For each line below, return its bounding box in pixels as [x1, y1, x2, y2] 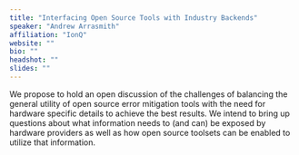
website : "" [9, 38, 55, 48]
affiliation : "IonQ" [9, 30, 88, 39]
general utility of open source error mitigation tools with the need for [9, 98, 266, 109]
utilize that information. [9, 137, 96, 148]
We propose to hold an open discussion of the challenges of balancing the [9, 88, 288, 100]
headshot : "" [9, 55, 59, 64]
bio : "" [9, 47, 39, 56]
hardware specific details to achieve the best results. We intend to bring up [9, 108, 291, 119]
